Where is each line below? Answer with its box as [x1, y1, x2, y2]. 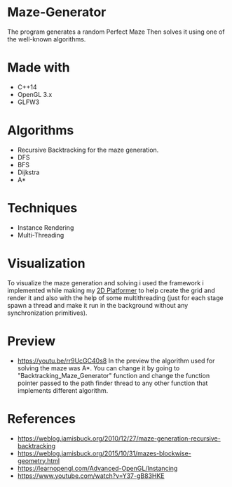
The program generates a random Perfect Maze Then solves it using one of [7, 27, 226, 36]
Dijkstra [17, 168, 40, 176]
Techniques [7, 200, 78, 216]
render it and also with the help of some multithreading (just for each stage [7, 293, 224, 302]
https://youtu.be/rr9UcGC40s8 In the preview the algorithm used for [17, 356, 215, 365]
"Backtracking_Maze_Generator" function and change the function [17, 371, 210, 379]
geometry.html [17, 456, 60, 465]
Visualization [7, 255, 86, 271]
